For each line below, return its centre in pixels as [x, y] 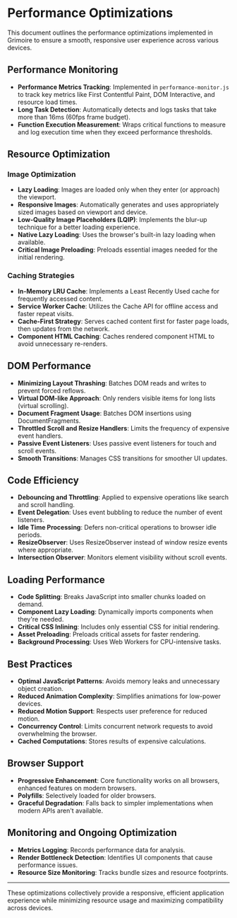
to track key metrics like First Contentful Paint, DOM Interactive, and [116, 94]
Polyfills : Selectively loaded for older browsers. [87, 795]
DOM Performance [49, 366]
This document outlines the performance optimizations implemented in [110, 33]
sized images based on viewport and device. [83, 212]
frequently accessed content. [60, 298]
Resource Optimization [59, 155]
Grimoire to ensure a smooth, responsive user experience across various [113, 40]
